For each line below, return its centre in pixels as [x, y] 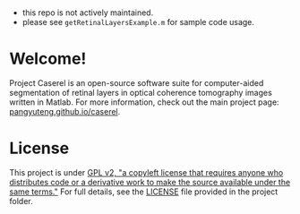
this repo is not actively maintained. [88, 13]
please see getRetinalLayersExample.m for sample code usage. [138, 22]
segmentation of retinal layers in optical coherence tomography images [141, 93]
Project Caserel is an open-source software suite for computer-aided [137, 83]
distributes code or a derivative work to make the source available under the [150, 183]
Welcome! [48, 59]
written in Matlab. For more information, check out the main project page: [144, 102]
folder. [21, 201]
